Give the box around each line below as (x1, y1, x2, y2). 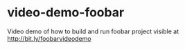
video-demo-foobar (7, 5, 125, 20)
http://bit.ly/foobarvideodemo (7, 34, 91, 42)
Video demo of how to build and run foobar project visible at (7, 27, 179, 35)
